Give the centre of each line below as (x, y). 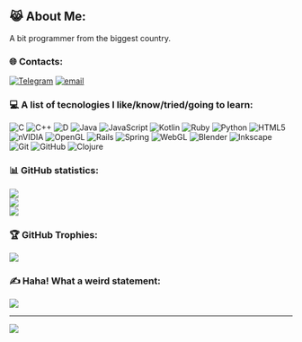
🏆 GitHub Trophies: (53, 234)
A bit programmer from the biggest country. (90, 38)
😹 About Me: (48, 17)
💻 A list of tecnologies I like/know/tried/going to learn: (131, 105)
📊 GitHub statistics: (54, 171)
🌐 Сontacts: (36, 61)
